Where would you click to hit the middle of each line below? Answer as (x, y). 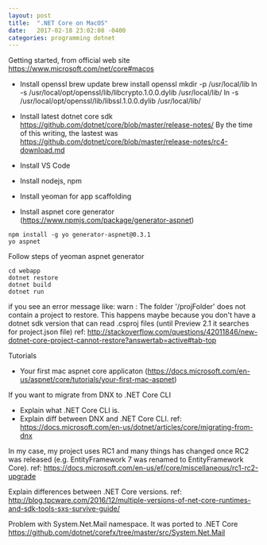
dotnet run (26, 292)
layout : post (30, 15)
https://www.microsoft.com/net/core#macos (81, 69)
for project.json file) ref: (47, 332)
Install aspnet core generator (67, 212)
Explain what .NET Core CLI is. (70, 411)
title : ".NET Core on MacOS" (58, 23)
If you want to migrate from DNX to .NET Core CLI (90, 395)
